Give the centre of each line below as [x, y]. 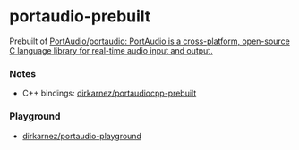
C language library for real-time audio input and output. [111, 50]
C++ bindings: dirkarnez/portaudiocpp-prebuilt [109, 93]
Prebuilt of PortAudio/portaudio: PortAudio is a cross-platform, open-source [150, 41]
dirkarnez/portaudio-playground [81, 136]
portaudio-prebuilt [80, 17]
